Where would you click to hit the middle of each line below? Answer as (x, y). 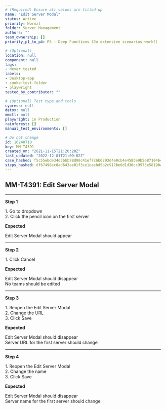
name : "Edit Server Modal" (33, 14)
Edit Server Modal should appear (39, 236)
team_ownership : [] (25, 38)
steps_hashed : (20, 165)
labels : (13, 74)
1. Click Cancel (20, 259)
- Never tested (21, 69)
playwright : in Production (33, 120)
